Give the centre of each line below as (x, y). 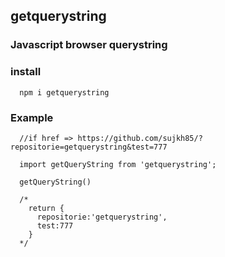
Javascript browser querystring (89, 45)
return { (46, 208)
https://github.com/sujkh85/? (140, 138)
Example (32, 117)
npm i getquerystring (64, 92)
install (26, 72)
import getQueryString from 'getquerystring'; (118, 164)
